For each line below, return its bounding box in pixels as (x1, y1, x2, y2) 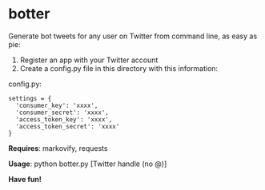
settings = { (8, 94, 52, 102)
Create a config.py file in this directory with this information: (19, 63, 219, 73)
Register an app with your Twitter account (19, 55, 159, 65)
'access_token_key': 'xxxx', (15, 115, 113, 124)
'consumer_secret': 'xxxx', (15, 109, 110, 117)
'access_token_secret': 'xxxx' (15, 122, 120, 130)
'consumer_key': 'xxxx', (15, 101, 98, 109)
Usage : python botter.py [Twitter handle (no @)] (8, 159, 167, 168)
